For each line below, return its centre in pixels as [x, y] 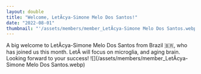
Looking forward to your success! [48, 58]
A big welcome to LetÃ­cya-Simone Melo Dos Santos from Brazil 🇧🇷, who [97, 45]
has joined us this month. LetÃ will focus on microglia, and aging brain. [93, 52]
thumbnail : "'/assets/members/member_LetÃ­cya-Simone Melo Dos [85, 28]
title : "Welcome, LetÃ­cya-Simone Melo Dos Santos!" [72, 17]
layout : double [25, 12]
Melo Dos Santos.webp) [56, 65]
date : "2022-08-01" [31, 23]
